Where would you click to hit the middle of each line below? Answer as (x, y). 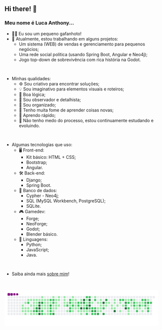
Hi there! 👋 (21, 9)
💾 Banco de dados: (38, 190)
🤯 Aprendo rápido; (37, 115)
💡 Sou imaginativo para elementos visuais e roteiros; (72, 89)
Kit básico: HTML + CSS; (51, 157)
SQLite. (34, 206)
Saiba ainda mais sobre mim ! (40, 274)
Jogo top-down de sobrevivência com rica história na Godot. (80, 60)
